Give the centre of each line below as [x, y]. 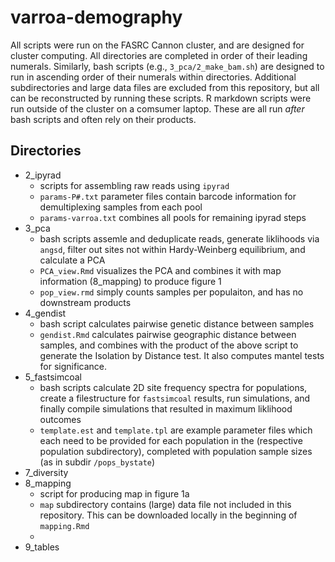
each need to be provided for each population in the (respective [171, 440]
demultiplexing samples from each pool [121, 207]
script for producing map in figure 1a [114, 493]
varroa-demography [96, 17]
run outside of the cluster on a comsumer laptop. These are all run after [157, 108]
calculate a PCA [72, 260]
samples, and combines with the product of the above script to [169, 345]
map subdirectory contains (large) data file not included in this [165, 504]
